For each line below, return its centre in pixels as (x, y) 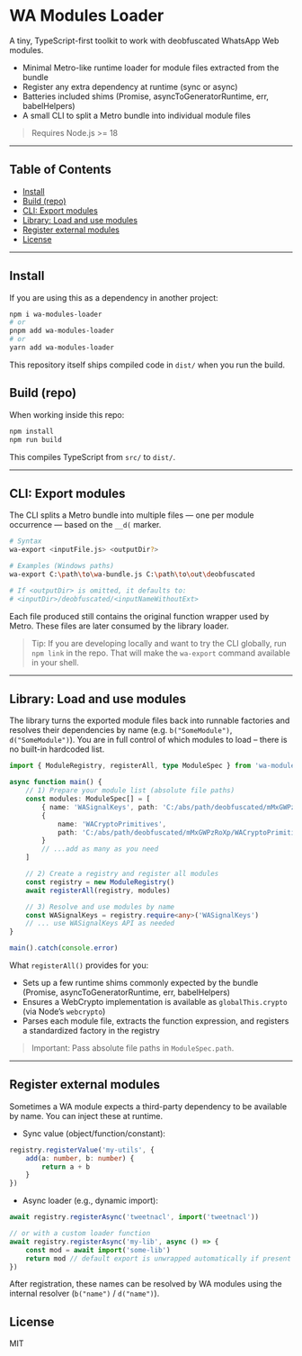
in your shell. (55, 662)
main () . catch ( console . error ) (64, 948)
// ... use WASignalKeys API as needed (100, 924)
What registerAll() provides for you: (79, 965)
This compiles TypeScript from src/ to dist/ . (93, 457)
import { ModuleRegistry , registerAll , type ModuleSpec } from (130, 766)
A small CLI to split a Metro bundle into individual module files (137, 115)
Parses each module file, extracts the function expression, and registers (155, 1021)
